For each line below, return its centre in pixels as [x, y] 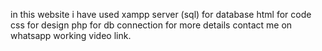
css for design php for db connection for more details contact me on [151, 25]
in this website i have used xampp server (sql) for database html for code [161, 14]
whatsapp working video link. [71, 35]
